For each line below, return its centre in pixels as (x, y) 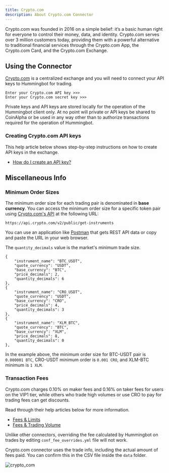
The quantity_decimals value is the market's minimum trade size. (73, 248)
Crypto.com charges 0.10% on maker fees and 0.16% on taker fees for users (84, 389)
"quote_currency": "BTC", (42, 328)
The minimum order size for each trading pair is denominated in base (77, 203)
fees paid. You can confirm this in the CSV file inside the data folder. (76, 455)
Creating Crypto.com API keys (43, 136)
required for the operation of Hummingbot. (49, 123)
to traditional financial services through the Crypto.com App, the (72, 45)
